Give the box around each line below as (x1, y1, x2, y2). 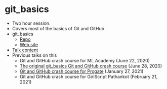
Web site (19, 41, 38, 47)
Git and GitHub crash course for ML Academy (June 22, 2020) (19, 57, 150, 63)
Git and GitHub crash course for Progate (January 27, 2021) (19, 68, 144, 74)
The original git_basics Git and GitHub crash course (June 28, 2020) (19, 63, 162, 69)
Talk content (12, 47, 38, 53)
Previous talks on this (12, 52, 57, 58)
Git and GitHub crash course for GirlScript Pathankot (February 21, (19, 73, 158, 79)
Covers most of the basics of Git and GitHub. (12, 25, 106, 31)
